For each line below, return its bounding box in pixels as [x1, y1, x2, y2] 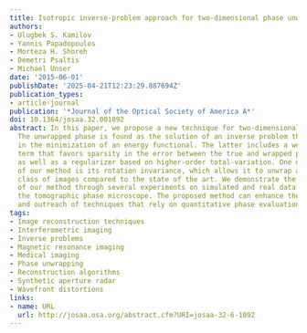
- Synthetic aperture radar [9, 276, 117, 286]
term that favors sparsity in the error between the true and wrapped [17, 149, 292, 158]
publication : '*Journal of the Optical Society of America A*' [9, 107, 256, 116]
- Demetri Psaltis [9, 56, 79, 65]
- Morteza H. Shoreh [9, 47, 89, 57]
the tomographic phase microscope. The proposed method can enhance [17, 192, 284, 201]
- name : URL [9, 302, 55, 311]
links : [9, 293, 35, 302]
